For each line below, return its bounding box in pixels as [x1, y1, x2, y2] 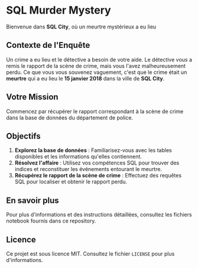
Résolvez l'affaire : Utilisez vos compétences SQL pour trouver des [14, 159, 180, 166]
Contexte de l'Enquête [6, 40, 90, 50]
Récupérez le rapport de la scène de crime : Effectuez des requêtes [14, 172, 182, 179]
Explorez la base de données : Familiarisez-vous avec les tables [14, 147, 173, 154]
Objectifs [6, 131, 41, 141]
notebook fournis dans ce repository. [6, 217, 96, 225]
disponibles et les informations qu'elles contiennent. [14, 153, 142, 160]
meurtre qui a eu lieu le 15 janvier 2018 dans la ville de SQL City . [6, 75, 165, 82]
